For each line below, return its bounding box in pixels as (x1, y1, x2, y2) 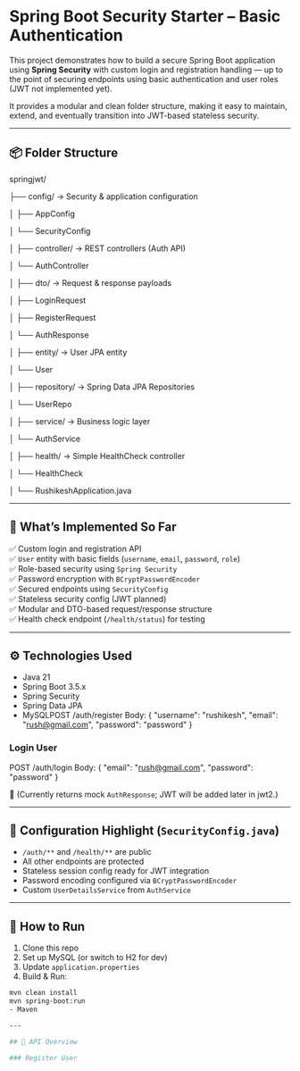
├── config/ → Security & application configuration (9, 190, 198, 202)
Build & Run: (21, 971, 68, 982)
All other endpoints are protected (21, 856, 145, 867)
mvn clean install (9, 989, 78, 998)
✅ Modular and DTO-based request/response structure (9, 603, 212, 614)
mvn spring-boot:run (9, 997, 87, 1006)
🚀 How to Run (9, 918, 86, 934)
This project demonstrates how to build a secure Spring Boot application (9, 54, 276, 65)
